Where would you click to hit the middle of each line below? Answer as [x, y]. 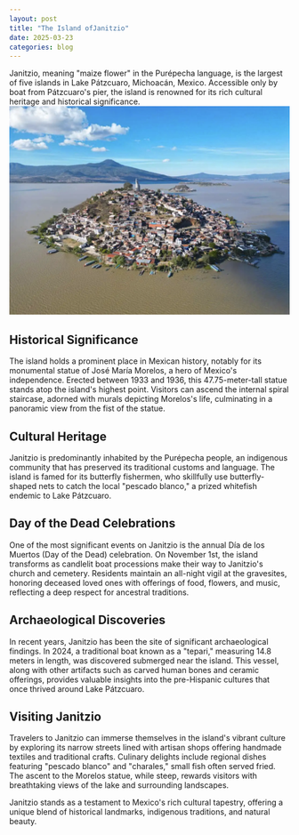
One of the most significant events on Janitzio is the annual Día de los [137, 545]
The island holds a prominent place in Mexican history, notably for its [136, 361]
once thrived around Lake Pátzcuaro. [77, 688]
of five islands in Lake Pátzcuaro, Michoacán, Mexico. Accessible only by [144, 83]
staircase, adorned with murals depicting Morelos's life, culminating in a [141, 399]
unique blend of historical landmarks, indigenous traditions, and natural [140, 812]
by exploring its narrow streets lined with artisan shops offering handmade [145, 748]
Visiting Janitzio [56, 716]
